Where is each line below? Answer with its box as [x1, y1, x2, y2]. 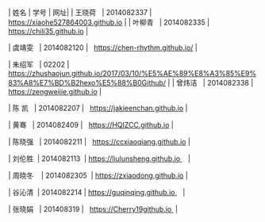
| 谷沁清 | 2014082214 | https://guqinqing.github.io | [8, 188, 186, 197]
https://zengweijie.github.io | [8, 87, 102, 96]
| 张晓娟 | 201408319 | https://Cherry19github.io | [8, 205, 179, 213]
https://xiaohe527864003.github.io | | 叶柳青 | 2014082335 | [8, 17, 210, 27]
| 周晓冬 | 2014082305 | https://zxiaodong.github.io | [8, 170, 188, 180]
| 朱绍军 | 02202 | [8, 59, 70, 69]
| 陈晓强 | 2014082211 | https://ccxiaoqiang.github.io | [8, 137, 190, 146]
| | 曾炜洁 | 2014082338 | [167, 78, 254, 87]
